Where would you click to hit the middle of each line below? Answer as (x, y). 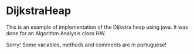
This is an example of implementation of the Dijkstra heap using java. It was (97, 27)
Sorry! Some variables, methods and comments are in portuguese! (86, 45)
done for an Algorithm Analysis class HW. (56, 33)
